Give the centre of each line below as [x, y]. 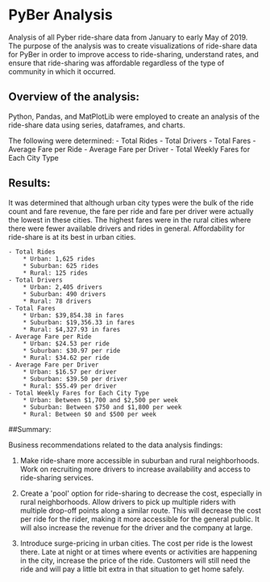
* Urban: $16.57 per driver [70, 372]
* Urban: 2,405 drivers [63, 287]
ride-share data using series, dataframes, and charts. [97, 125]
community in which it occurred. [62, 71]
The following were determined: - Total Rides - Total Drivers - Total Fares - [132, 140]
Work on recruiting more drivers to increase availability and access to [135, 469]
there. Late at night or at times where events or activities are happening [139, 551]
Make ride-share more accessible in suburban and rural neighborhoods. [139, 460]
